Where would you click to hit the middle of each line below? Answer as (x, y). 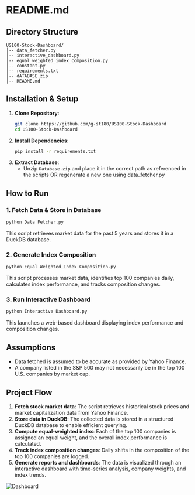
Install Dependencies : (41, 141)
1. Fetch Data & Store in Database (54, 210)
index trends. (30, 474)
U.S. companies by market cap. (52, 374)
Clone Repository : (37, 113)
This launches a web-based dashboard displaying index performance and (95, 323)
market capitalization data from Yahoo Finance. (71, 412)
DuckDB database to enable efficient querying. (71, 425)
